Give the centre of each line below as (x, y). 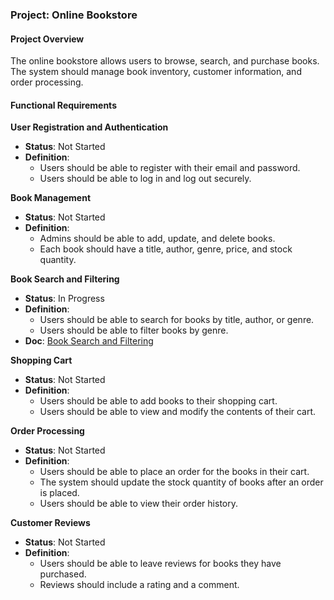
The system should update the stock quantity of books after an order (181, 482)
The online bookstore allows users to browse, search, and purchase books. (165, 61)
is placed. (59, 493)
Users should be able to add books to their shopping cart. (158, 401)
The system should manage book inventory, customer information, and (156, 72)
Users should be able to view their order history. (139, 504)
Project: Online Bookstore (74, 15)
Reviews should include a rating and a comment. (139, 585)
